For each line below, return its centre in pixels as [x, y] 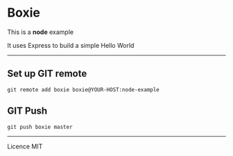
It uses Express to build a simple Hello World [71, 45]
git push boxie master [40, 127]
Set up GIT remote [47, 74]
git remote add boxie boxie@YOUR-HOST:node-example [83, 89]
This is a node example [41, 32]
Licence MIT [25, 146]
